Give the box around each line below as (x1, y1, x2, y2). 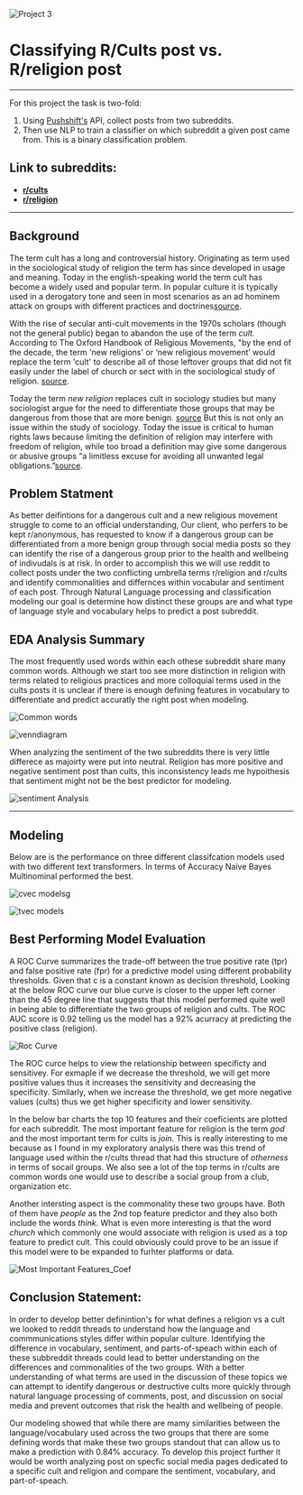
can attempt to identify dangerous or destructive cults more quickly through (9, 1380, 291, 1391)
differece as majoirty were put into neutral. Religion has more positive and (9, 756, 284, 767)
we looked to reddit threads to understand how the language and (9, 1323, 251, 1334)
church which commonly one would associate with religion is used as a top (9, 1227, 289, 1238)
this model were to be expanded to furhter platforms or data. (9, 1246, 234, 1257)
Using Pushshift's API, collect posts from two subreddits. (22, 115, 234, 125)
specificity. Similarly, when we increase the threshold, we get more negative (9, 1086, 292, 1097)
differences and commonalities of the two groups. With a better (9, 1361, 245, 1372)
